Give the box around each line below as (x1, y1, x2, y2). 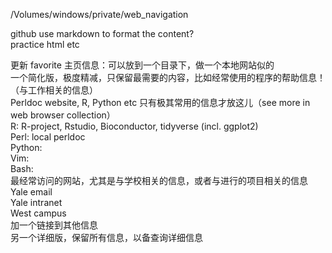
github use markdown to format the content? (10, 28, 195, 39)
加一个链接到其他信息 (10, 219, 98, 231)
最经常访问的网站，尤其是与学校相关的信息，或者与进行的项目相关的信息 (10, 175, 308, 186)
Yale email (10, 186, 53, 198)
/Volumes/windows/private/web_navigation (10, 9, 189, 20)
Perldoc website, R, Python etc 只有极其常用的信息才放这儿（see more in (10, 97, 311, 108)
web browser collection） (10, 109, 116, 121)
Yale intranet (10, 197, 63, 208)
